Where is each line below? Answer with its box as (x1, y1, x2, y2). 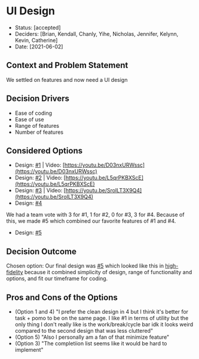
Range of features (14, 122, 60, 129)
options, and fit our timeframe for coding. (6, 275, 108, 282)
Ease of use (14, 115, 44, 123)
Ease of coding (14, 109, 53, 116)
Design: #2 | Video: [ (14, 174, 66, 182)
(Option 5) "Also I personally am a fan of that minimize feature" (14, 333, 170, 340)
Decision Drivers (6, 94, 70, 104)
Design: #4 (14, 200, 42, 207)
